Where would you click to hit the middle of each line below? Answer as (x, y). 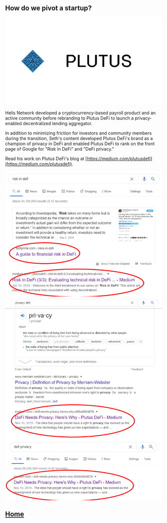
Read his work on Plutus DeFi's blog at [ (46, 159)
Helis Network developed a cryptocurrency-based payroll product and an (81, 113)
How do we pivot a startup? (49, 8)
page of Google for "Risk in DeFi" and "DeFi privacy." (60, 149)
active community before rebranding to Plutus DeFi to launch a (70, 118)
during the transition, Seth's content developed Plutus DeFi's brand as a (79, 138)
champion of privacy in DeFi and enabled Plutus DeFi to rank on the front (80, 144)
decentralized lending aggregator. (58, 123)
